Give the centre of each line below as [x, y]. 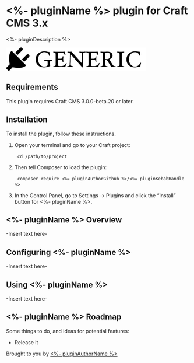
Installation [27, 120]
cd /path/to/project [42, 156]
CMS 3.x [27, 23]
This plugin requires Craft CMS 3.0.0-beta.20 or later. [70, 101]
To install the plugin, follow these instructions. [61, 134]
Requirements [32, 87]
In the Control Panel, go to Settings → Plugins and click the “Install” [95, 195]
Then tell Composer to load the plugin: [60, 167]
